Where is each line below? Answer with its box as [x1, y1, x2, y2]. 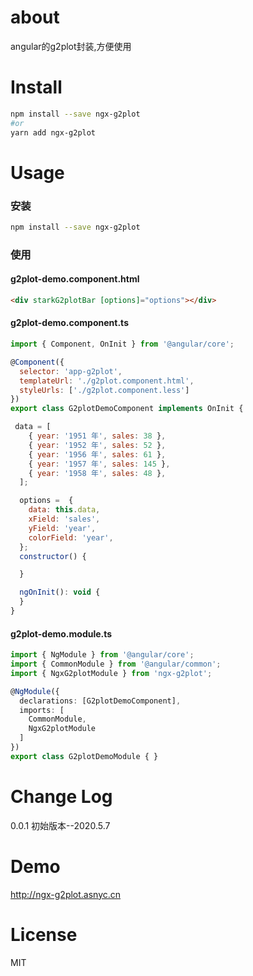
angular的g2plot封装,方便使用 [10, 40, 132, 52]
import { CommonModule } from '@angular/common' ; [10, 659, 222, 670]
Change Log [10, 785, 113, 808]
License [10, 923, 78, 946]
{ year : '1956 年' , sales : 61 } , [28, 449, 167, 460]
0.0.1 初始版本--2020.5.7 [10, 819, 111, 831]
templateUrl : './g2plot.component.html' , [19, 376, 195, 386]
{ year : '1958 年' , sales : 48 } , [28, 468, 167, 478]
